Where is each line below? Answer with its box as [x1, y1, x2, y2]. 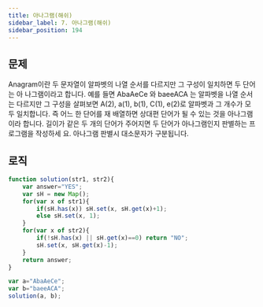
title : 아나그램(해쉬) [8, 11, 73, 20]
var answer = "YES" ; [22, 183, 83, 190]
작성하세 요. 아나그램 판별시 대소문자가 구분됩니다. [35, 129, 189, 139]
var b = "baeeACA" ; [8, 285, 65, 293]
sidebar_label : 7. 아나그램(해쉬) [8, 19, 112, 27]
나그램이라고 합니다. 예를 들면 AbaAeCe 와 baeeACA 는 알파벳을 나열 [24, 90, 239, 99]
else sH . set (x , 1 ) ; [36, 212, 101, 220]
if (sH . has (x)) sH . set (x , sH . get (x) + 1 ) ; [36, 205, 168, 213]
